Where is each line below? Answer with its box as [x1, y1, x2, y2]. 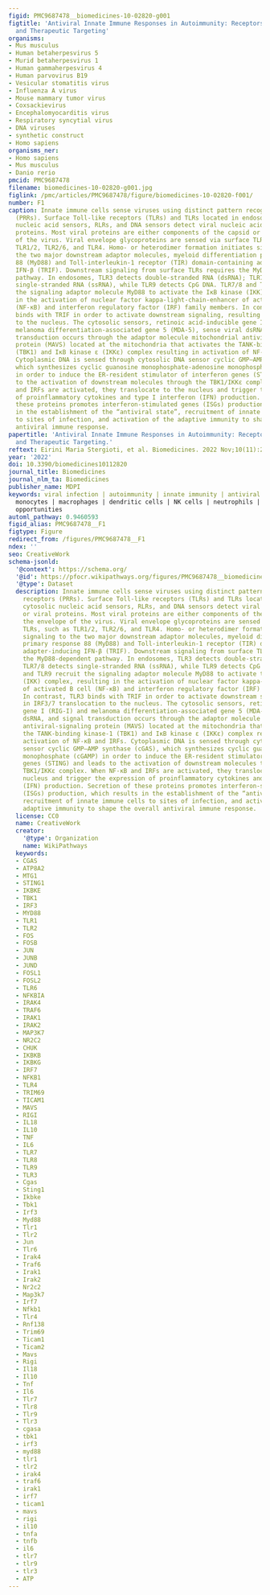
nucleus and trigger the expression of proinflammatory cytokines [22, 775, 250, 783]
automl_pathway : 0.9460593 [8, 512, 99, 521]
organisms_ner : [8, 146, 59, 154]
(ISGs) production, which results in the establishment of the [22, 789, 239, 797]
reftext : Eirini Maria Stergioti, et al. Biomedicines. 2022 [8, 446, 218, 454]
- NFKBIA [15, 991, 45, 1000]
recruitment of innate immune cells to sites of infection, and [22, 797, 243, 805]
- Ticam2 [15, 1342, 45, 1351]
